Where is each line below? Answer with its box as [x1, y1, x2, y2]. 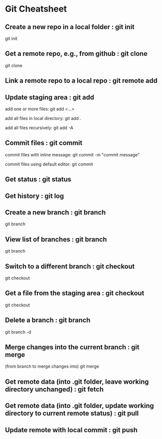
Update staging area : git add [5, 93, 95, 101]
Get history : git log [5, 192, 64, 200]
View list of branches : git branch [5, 235, 107, 243]
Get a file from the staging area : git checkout [5, 289, 145, 297]
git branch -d [5, 329, 32, 335]
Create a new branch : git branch [5, 208, 106, 217]
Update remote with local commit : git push [5, 426, 138, 434]
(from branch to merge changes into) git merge [5, 363, 99, 370]
